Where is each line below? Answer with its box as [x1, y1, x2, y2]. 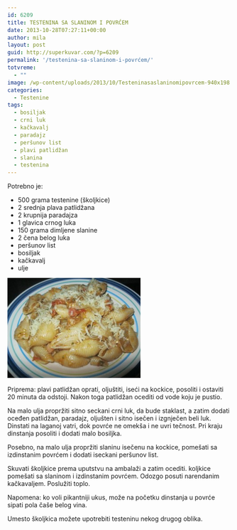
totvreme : [7, 64, 37, 71]
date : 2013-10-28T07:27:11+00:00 [7, 26, 106, 33]
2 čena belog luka [17, 233, 70, 242]
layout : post [7, 41, 46, 49]
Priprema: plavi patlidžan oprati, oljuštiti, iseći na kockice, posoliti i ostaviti [7, 385, 224, 394]
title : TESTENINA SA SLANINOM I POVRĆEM [7, 18, 129, 26]
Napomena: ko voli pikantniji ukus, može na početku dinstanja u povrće [7, 493, 215, 502]
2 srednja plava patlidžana [17, 203, 95, 212]
